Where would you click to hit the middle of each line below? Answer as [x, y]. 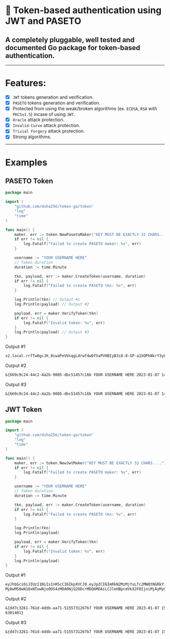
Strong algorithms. [32, 137]
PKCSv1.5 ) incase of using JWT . [44, 114]
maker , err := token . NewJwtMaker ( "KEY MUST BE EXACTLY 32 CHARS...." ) [90, 463]
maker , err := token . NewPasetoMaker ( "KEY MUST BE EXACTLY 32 [80, 234]
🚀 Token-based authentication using [83, 10]
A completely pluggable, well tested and [70, 40]
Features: [26, 83]
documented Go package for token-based [73, 48]
